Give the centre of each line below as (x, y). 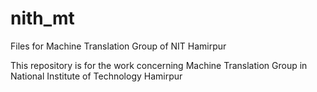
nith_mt (42, 18)
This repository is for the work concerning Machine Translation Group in (159, 65)
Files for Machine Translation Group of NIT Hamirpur (118, 46)
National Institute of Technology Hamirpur (96, 76)
